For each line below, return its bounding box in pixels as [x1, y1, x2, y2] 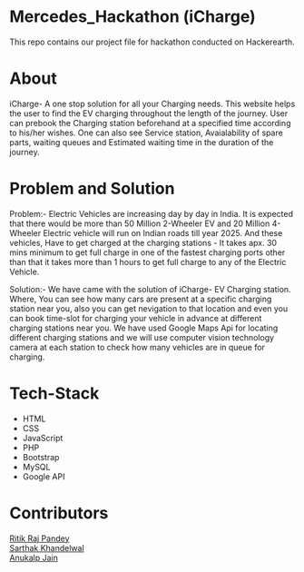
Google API [22, 470, 65, 482]
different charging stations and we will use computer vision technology [9, 331, 275, 342]
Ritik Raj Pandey [9, 533, 70, 544]
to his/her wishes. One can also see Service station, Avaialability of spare [9, 127, 283, 138]
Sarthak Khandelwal [9, 542, 84, 553]
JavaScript [22, 432, 64, 443]
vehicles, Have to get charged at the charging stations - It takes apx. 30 [9, 237, 278, 248]
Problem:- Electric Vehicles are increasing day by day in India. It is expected [9, 208, 293, 219]
